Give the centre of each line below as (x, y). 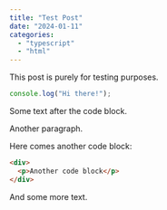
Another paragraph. (46, 129)
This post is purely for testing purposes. (84, 77)
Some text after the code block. (68, 111)
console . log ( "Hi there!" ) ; (60, 94)
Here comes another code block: (71, 146)
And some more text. (49, 196)
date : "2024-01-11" (46, 26)
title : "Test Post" (46, 18)
